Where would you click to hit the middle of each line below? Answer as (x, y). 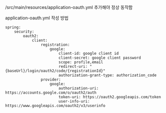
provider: (51, 80)
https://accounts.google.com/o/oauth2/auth (51, 93)
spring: (13, 27)
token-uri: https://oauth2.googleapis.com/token (110, 97)
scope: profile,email (81, 62)
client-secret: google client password (100, 58)
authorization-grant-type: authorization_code (107, 75)
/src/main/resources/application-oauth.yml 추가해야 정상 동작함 (69, 7)
